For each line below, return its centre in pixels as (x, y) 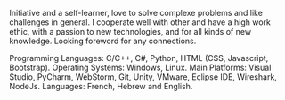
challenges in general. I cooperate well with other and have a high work (140, 22)
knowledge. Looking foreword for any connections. (103, 41)
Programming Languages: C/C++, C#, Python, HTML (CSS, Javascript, (139, 58)
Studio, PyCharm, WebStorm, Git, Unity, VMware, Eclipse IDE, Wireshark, (143, 77)
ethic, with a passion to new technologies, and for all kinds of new (130, 31)
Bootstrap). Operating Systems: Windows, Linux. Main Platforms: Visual (140, 67)
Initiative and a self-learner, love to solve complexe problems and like (136, 13)
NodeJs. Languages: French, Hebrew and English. (101, 86)
